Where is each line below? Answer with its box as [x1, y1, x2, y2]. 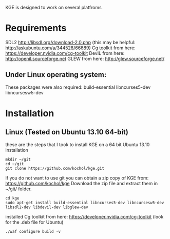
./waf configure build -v [5, 229, 61, 234]
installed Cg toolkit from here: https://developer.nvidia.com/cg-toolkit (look [5, 213, 164, 220]
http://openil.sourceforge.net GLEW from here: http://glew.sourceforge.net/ [5, 55, 165, 62]
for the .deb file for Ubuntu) [5, 219, 64, 225]
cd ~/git [5, 161, 24, 166]
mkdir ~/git [5, 156, 31, 162]
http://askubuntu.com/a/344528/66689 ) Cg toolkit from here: [5, 45, 136, 51]
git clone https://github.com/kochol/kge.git [5, 166, 104, 171]
